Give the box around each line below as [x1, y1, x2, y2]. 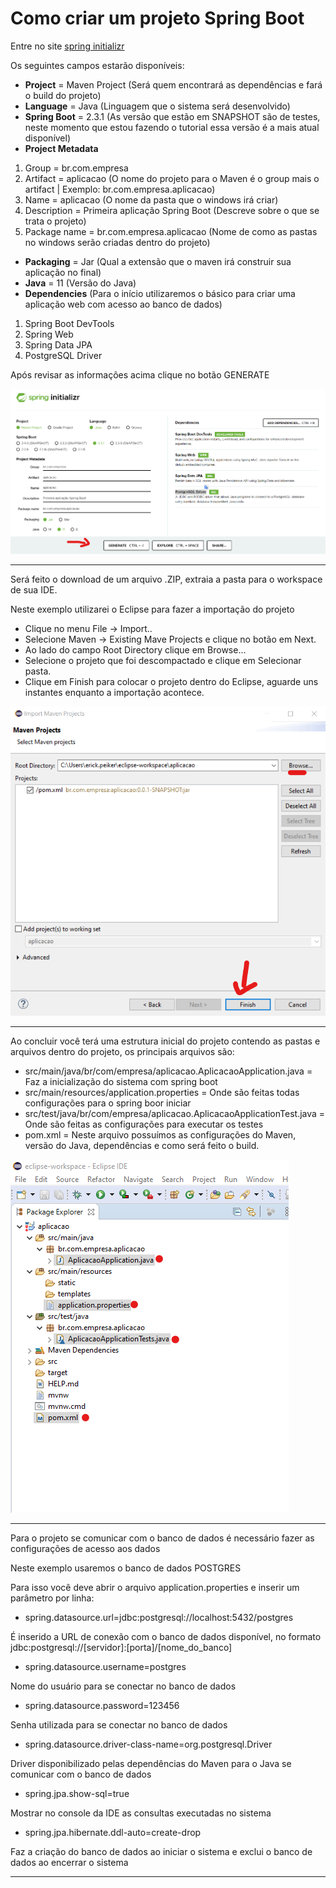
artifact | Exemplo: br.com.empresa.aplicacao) [24, 183, 216, 195]
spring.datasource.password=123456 [24, 1700, 180, 1712]
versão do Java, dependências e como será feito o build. [24, 1140, 260, 1152]
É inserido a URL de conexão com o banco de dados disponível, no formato [10, 1631, 322, 1643]
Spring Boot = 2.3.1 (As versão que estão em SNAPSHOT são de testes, [24, 110, 321, 122]
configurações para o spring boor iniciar [24, 1097, 192, 1109]
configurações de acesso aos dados [10, 1543, 161, 1555]
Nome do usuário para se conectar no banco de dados [10, 1680, 237, 1692]
